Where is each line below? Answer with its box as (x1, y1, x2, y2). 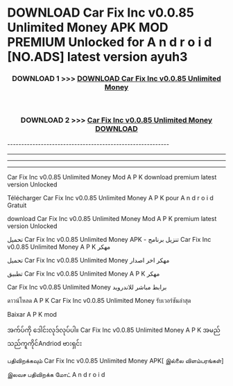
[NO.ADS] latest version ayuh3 (7, 49, 188, 65)
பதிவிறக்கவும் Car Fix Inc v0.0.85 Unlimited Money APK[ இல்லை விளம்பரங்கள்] (7, 356, 224, 365)
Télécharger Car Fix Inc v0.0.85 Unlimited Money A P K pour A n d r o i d (7, 193, 214, 202)
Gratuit (7, 201, 27, 209)
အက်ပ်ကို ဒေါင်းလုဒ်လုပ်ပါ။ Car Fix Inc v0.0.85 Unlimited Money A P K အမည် (7, 326, 221, 334)
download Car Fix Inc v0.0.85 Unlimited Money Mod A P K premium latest (7, 214, 217, 222)
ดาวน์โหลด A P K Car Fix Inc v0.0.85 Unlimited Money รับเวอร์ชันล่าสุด (7, 296, 191, 304)
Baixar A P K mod (7, 310, 58, 318)
